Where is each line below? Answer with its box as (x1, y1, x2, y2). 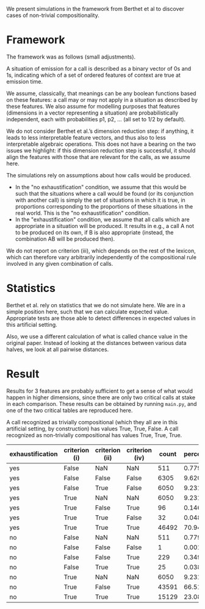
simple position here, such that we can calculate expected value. (6, 308, 169, 315)
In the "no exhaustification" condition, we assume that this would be (15, 183, 187, 191)
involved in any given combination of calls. (6, 260, 113, 267)
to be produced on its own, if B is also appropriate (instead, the (15, 229, 174, 236)
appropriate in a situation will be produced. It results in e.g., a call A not (15, 222, 194, 229)
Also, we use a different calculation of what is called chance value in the (6, 332, 188, 340)
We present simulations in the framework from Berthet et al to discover (6, 5, 184, 12)
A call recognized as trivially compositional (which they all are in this (6, 418, 178, 426)
